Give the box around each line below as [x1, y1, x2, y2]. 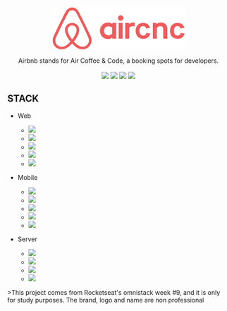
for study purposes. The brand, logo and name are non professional [7, 295, 204, 304]
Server [17, 235, 37, 243]
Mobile [17, 173, 38, 181]
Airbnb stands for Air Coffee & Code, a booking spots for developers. [18, 56, 219, 65]
